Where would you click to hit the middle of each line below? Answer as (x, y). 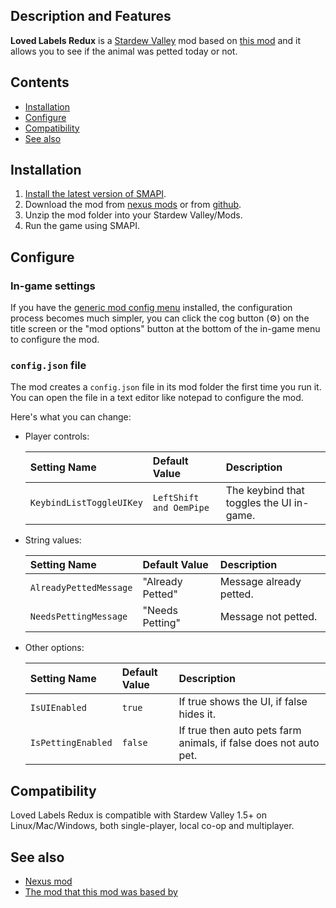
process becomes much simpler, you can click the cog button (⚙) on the (160, 318)
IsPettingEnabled (71, 743)
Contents (40, 82)
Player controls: (57, 436)
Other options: (54, 648)
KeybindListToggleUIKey (86, 503)
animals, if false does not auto (249, 743)
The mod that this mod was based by (101, 892)
